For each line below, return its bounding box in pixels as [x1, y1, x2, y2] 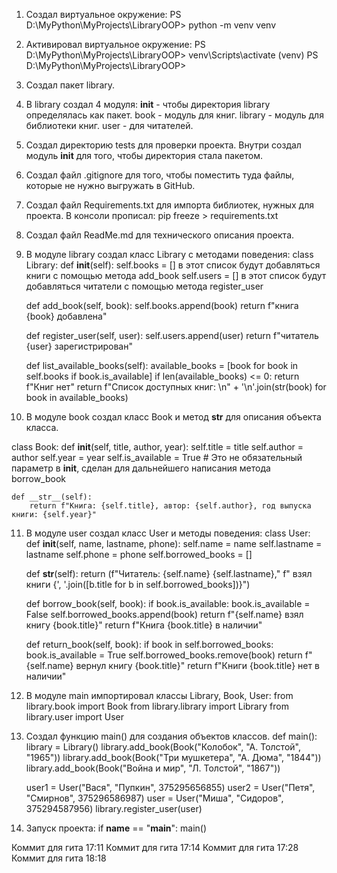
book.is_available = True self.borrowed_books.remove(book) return [25, 649, 303, 661]
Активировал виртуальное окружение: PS [25, 39, 206, 50]
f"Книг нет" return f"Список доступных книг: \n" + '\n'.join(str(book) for [25, 381, 327, 393]
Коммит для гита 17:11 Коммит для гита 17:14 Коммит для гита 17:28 [11, 842, 299, 853]
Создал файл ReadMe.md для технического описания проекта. [25, 229, 295, 241]
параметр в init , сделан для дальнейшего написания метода [11, 462, 271, 474]
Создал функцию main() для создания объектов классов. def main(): [25, 730, 318, 742]
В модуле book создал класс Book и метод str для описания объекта [25, 411, 322, 423]
